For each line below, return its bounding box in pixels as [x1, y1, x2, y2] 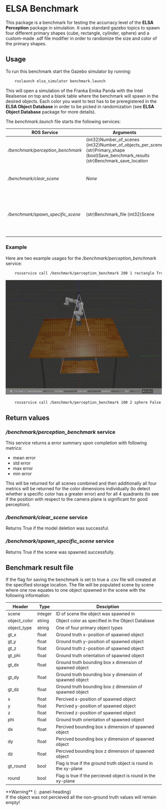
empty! [5, 800, 20, 806]
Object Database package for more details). [5, 109, 96, 115]
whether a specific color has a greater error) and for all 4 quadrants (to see [5, 491, 159, 497]
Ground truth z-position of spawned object [56, 646, 144, 652]
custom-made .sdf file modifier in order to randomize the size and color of [5, 35, 158, 41]
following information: [5, 592, 50, 598]
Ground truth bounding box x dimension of [56, 659, 143, 665]
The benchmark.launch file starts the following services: [5, 118, 121, 125]
